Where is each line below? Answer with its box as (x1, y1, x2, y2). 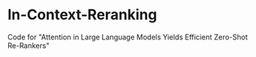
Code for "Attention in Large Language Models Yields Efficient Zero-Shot (7, 32, 248, 42)
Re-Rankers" (7, 40, 50, 50)
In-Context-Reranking (7, 6, 157, 24)
